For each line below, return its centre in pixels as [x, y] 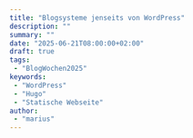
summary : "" [32, 34]
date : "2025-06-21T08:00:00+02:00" [77, 43]
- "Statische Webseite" [58, 102]
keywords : [28, 77]
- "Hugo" [30, 94]
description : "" [40, 26]
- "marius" [34, 119]
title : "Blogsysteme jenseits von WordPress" [97, 18]
